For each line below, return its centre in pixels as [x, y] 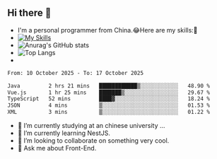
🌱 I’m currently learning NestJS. [64, 133]
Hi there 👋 [29, 13]
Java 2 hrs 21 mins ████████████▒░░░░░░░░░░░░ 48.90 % [109, 86]
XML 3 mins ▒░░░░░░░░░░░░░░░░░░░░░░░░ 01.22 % [109, 112]
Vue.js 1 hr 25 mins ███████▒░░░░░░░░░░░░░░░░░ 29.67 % [109, 93]
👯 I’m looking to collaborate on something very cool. [93, 141]
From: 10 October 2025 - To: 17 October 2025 [75, 73]
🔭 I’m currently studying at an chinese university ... [91, 126]
